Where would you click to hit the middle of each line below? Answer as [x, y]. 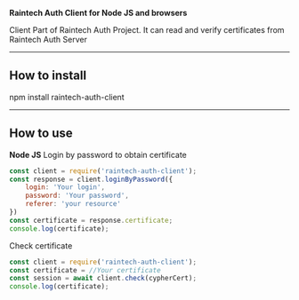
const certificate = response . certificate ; [91, 220]
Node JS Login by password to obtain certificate [98, 154]
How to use [41, 134]
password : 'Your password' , [77, 196]
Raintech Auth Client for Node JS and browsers [98, 13]
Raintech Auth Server [48, 39]
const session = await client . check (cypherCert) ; [103, 279]
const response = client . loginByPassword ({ [91, 179]
